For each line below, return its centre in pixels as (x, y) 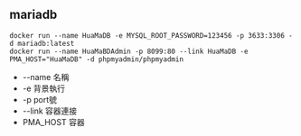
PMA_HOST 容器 (53, 122)
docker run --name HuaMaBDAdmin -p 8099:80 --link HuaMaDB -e (129, 51)
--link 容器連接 (50, 111)
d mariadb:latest (42, 43)
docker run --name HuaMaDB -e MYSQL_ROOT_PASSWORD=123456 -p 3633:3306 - (151, 35)
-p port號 (39, 99)
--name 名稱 (46, 77)
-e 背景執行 (44, 88)
